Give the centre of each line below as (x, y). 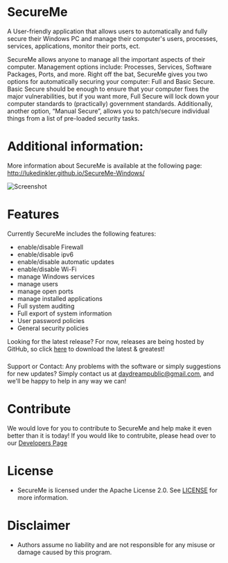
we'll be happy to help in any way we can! (67, 381)
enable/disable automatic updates (65, 261)
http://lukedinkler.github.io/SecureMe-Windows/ (76, 173)
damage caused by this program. (64, 552)
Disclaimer (39, 525)
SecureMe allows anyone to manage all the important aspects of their (106, 59)
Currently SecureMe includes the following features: (82, 234)
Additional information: (76, 147)
